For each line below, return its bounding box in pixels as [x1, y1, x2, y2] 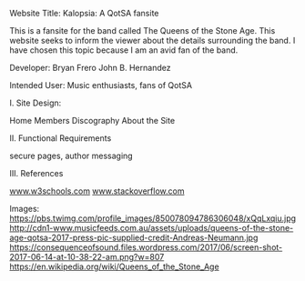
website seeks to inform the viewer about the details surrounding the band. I [9, 35, 296, 45]
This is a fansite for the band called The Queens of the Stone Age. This [9, 25, 276, 35]
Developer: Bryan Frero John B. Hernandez [9, 63, 171, 73]
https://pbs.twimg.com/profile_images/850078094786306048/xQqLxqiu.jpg [9, 213, 297, 224]
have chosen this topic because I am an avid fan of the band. [9, 45, 239, 55]
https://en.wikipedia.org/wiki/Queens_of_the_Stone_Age [9, 261, 220, 272]
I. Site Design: [9, 97, 62, 108]
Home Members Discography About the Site [9, 115, 176, 125]
